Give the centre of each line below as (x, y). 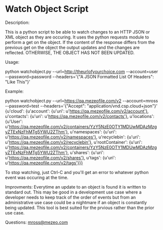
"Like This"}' (18, 82)
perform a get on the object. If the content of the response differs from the (80, 42)
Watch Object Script (47, 9)
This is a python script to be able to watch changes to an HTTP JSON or (78, 32)
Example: (14, 91)
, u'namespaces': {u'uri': (92, 132)
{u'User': (14, 121)
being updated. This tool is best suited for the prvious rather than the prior (80, 208)
